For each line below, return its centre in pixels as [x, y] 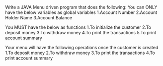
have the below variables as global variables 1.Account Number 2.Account [81, 12]
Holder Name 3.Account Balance [39, 18]
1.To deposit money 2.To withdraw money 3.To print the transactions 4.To [80, 53]
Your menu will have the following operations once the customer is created [82, 47]
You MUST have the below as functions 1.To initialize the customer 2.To [78, 27]
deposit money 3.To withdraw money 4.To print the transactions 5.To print [81, 33]
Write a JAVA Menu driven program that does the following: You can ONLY [81, 7]
